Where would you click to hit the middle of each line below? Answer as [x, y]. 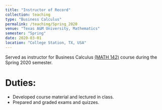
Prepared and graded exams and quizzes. [56, 102]
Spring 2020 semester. [29, 62]
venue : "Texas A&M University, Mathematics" [53, 29]
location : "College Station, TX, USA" [46, 43]
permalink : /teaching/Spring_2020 [42, 24]
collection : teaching [28, 15]
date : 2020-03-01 [23, 38]
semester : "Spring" [26, 33]
